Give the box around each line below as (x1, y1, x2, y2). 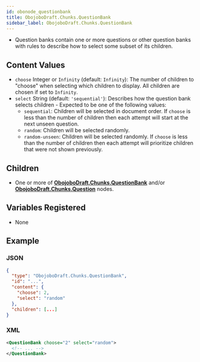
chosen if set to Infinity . (14, 89, 78, 96)
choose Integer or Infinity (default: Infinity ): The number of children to (14, 76, 194, 83)
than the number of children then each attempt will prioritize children (23, 139, 193, 147)
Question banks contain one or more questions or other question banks (14, 36, 192, 44)
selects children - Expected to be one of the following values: (14, 101, 166, 108)
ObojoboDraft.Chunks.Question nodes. (14, 185, 114, 192)
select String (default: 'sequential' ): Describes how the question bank (14, 95, 191, 102)
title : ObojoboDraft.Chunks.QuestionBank (6, 14, 111, 20)
